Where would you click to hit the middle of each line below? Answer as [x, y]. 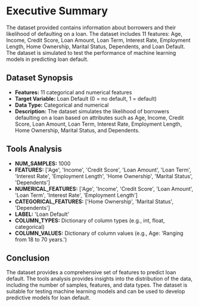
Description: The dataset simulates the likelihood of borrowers [92, 111]
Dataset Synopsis [40, 78]
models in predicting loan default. [47, 59]
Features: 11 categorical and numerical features [73, 92]
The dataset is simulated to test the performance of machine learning [91, 52]
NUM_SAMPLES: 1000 [43, 163]
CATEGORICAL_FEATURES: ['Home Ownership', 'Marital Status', [94, 201]
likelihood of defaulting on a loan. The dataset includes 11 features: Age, [94, 33]
